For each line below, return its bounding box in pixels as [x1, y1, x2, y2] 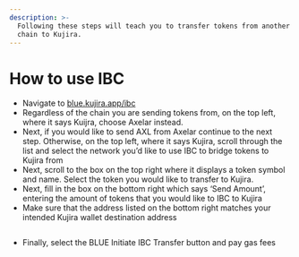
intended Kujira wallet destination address [21, 212, 177, 223]
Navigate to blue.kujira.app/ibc [21, 98, 136, 108]
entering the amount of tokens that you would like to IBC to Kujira [21, 193, 262, 204]
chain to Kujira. [17, 30, 82, 39]
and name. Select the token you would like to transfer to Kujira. [21, 174, 254, 184]
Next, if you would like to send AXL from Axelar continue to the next [21, 126, 273, 137]
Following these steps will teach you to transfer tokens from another [17, 21, 291, 30]
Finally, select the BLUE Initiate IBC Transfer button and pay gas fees [21, 237, 276, 248]
